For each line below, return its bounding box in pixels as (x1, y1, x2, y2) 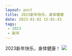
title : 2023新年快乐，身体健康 (5, 12, 64, 17)
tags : (5, 21, 17, 27)
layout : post (5, 7, 33, 13)
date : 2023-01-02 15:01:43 (5, 17, 62, 22)
